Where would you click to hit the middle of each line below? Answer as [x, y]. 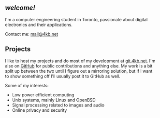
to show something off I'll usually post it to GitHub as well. [63, 76]
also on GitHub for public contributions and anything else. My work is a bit [79, 66]
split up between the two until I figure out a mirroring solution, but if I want [79, 71]
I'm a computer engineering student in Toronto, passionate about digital [76, 19]
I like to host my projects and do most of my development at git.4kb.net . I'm [80, 61]
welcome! [20, 8]
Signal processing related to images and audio [58, 105]
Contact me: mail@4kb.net [32, 34]
